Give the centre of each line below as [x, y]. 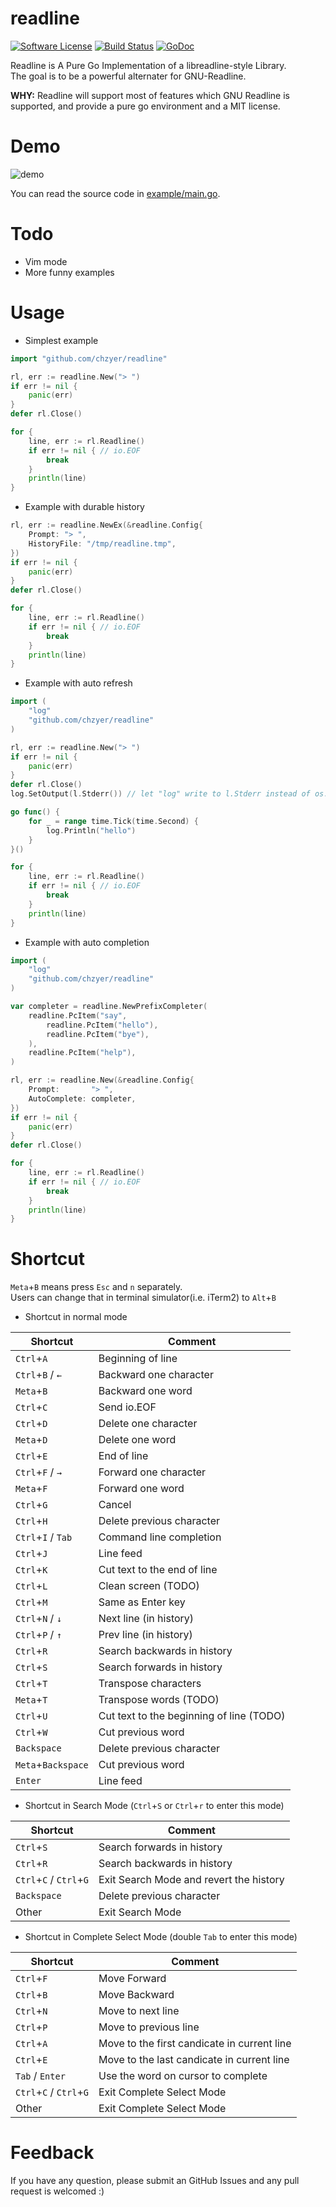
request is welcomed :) [57, 2191]
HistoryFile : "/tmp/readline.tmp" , [102, 543]
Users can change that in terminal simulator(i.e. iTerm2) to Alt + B [143, 1298]
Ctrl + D [31, 1424]
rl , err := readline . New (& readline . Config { [102, 1080]
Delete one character [148, 1424]
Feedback [52, 2153]
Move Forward [132, 1979]
